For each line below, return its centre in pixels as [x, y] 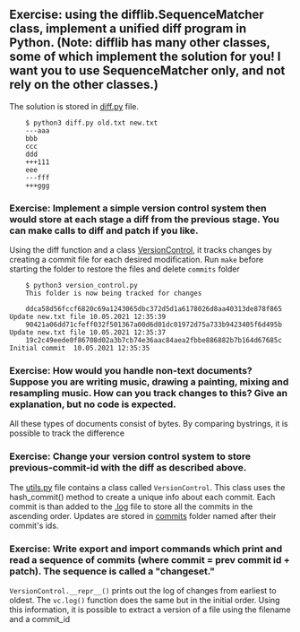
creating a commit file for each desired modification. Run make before [137, 260]
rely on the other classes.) [84, 85]
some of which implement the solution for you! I [145, 57]
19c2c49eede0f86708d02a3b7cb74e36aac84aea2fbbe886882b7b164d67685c [154, 341]
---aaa [38, 130]
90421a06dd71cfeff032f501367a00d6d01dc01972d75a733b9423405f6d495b [154, 325]
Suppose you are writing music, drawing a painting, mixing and [149, 382]
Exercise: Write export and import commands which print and [146, 549]
